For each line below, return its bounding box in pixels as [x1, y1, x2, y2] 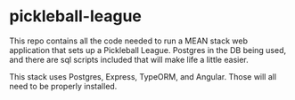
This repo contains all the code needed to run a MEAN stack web [9, 35, 248, 46]
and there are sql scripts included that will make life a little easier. [9, 54, 250, 65]
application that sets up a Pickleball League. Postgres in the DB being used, [9, 44, 287, 55]
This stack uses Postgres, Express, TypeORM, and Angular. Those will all [9, 71, 277, 81]
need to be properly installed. [9, 81, 118, 91]
